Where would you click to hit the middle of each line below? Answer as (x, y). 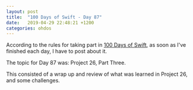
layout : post (22, 12)
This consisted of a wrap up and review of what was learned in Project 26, (97, 74)
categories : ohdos (29, 28)
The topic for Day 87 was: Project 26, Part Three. (66, 63)
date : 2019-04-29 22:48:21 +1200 (50, 22)
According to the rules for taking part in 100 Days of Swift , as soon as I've (96, 45)
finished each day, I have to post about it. (57, 52)
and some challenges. (33, 81)
